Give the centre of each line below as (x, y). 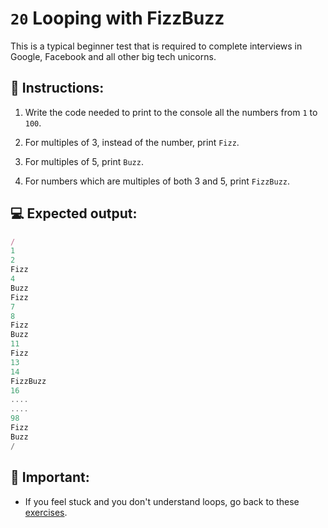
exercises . (46, 512)
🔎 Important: (50, 477)
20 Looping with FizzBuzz (117, 18)
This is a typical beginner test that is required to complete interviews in (156, 46)
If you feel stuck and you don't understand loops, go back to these (162, 501)
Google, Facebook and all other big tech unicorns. (113, 56)
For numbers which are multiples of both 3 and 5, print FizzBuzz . (157, 181)
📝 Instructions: (57, 88)
